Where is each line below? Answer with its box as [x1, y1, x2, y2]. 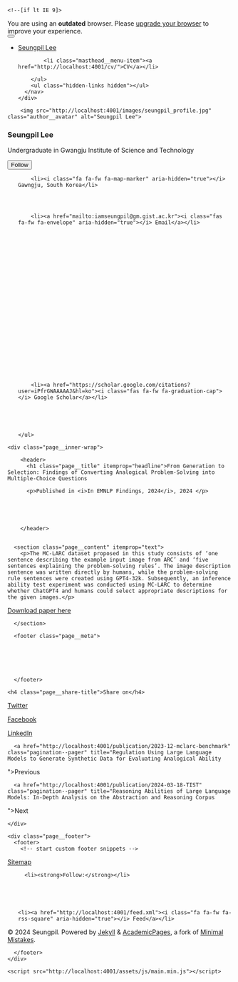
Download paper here [7, 607, 71, 615]
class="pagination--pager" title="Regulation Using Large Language [7, 749, 212, 756]
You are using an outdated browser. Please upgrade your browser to [7, 19, 209, 28]
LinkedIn [7, 729, 33, 738]
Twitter [7, 702, 29, 710]
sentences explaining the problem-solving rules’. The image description [7, 562, 232, 570]
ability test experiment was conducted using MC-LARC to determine [7, 582, 212, 589]
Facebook [7, 715, 37, 724]
